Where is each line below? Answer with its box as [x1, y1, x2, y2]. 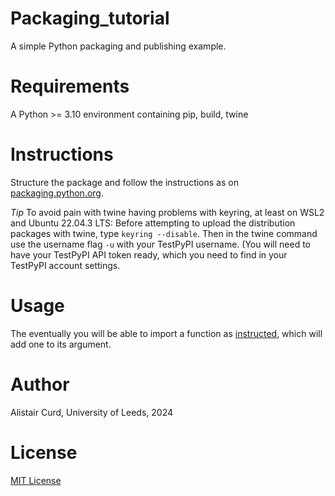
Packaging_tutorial [10, 7, 170, 30]
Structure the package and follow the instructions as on [10, 176, 239, 188]
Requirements [10, 75, 130, 98]
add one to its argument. [10, 338, 112, 350]
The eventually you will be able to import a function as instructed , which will [10, 327, 323, 339]
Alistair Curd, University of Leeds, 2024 [10, 406, 173, 418]
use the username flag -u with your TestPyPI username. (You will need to [10, 238, 311, 250]
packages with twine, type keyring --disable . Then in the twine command [10, 227, 318, 239]
